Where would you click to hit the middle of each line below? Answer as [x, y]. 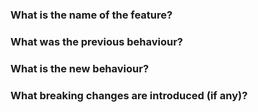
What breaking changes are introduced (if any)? [129, 95]
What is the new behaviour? [80, 68]
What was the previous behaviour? [97, 41]
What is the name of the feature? [91, 15]
